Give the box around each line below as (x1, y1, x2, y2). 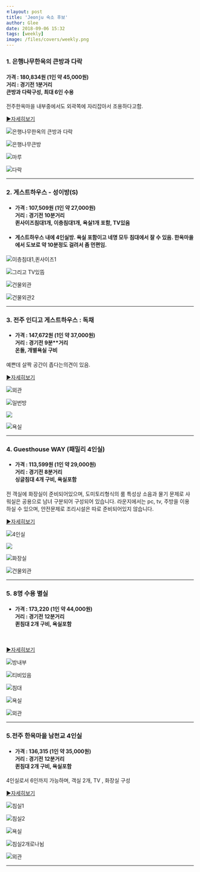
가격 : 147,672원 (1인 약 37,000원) (14, 332, 96, 339)
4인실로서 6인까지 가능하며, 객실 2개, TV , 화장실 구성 (6, 777, 131, 784)
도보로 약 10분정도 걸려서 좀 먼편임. (26, 241, 107, 249)
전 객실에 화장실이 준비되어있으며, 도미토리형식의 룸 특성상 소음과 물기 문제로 (6, 491, 185, 498)
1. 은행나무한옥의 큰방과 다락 (6, 57, 83, 66)
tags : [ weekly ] (6, 31, 44, 37)
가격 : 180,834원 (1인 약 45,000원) (6, 73, 89, 81)
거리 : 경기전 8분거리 (14, 469, 62, 476)
